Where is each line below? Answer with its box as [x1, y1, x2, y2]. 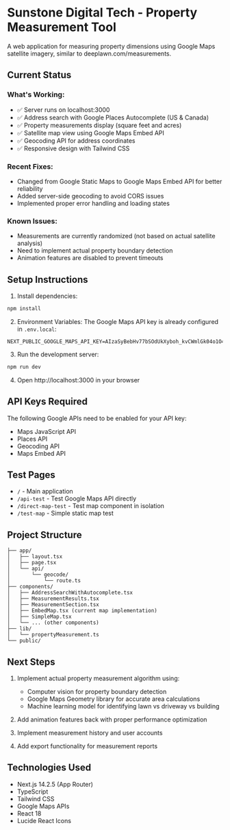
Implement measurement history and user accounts [16, 729, 163, 737]
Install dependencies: [16, 292, 78, 300]
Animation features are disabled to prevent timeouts [16, 254, 164, 262]
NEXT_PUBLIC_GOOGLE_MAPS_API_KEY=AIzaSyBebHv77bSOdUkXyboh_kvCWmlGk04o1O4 [7, 338, 225, 345]
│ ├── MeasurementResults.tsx [7, 595, 99, 602]
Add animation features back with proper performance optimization [16, 715, 207, 724]
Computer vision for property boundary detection [27, 688, 167, 696]
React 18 [16, 809, 42, 818]
